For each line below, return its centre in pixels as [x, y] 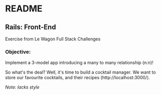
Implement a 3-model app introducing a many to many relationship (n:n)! [79, 63]
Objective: [18, 52]
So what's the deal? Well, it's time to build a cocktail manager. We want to [80, 72]
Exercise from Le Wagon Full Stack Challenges [53, 39]
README [24, 9]
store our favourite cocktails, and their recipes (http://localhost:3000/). [78, 78]
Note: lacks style [22, 87]
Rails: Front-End [31, 27]
